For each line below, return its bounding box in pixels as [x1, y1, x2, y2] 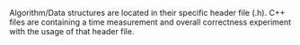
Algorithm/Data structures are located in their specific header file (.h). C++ [9, 8, 286, 18]
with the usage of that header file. [9, 26, 135, 36]
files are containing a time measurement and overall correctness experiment [9, 17, 292, 27]
